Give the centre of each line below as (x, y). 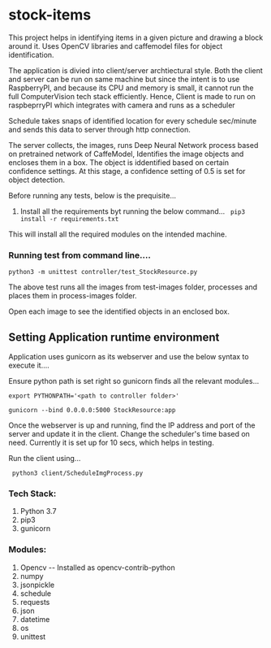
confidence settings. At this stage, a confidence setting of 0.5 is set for (127, 171)
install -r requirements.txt (69, 219)
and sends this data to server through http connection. (99, 129)
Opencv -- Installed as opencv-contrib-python (98, 568)
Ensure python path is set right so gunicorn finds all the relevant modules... (134, 381)
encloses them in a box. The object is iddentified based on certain (119, 162)
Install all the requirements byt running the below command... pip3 (133, 211)
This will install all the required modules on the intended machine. (118, 234)
